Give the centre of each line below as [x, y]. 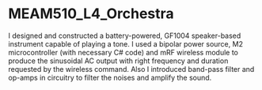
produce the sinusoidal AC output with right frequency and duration [118, 61]
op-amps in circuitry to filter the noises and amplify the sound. [110, 77]
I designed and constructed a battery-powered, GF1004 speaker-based [125, 36]
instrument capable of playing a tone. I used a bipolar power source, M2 [126, 43]
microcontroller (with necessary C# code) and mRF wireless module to [123, 52]
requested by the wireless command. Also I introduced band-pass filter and [131, 69]
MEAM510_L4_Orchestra [91, 14]
